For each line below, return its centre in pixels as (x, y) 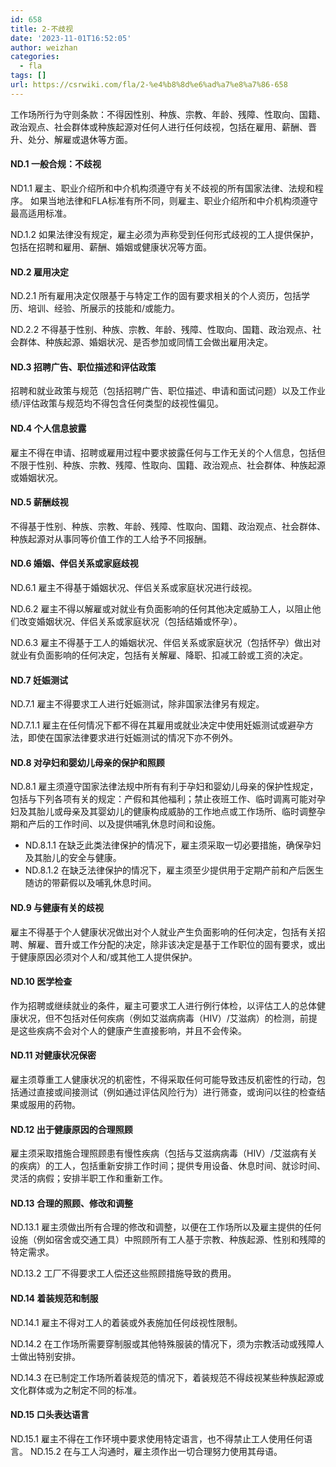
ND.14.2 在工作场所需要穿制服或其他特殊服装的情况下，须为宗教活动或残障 (163, 1343)
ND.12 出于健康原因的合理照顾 (71, 1129)
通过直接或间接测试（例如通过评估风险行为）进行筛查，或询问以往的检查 (167, 1092)
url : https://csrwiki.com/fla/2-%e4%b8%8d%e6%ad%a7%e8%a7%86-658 (149, 85)
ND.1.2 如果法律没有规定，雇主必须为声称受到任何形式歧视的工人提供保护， (165, 234)
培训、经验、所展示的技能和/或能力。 (104, 308)
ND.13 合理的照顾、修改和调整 (71, 1203)
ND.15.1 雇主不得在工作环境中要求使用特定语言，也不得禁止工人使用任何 (157, 1438)
